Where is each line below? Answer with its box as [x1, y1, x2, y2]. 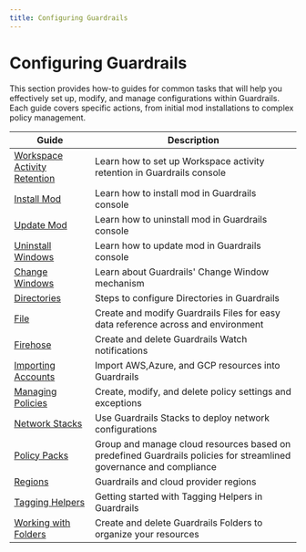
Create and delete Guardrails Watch [94, 332, 248, 345]
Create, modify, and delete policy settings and [94, 385, 291, 398]
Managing [14, 385, 57, 398]
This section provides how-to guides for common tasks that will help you [9, 83, 282, 94]
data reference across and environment [94, 318, 264, 330]
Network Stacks [14, 417, 83, 430]
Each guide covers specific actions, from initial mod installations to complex [9, 102, 294, 113]
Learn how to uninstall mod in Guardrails [94, 213, 268, 225]
